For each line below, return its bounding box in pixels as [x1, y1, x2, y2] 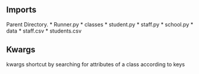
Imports [6, 5, 37, 15]
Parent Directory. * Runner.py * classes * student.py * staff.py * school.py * [6, 20, 194, 28]
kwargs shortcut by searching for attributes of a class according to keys [6, 60, 185, 68]
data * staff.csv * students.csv [6, 27, 82, 34]
